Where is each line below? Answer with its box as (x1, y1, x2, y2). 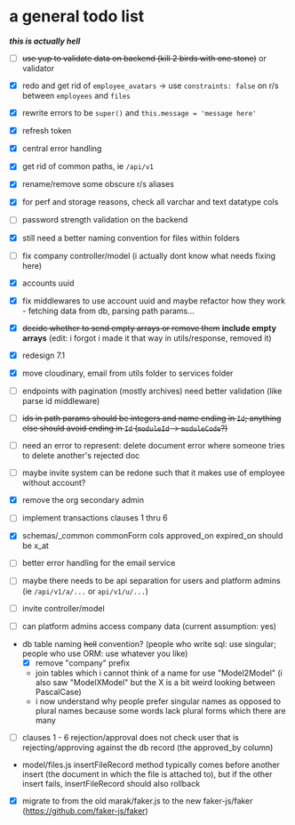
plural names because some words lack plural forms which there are (35, 705, 286, 716)
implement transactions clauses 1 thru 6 (21, 513, 169, 523)
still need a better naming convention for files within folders (21, 232, 240, 243)
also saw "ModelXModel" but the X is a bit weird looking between (35, 676, 275, 687)
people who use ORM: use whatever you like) (21, 648, 188, 659)
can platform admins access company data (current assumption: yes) (21, 620, 277, 631)
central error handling (21, 143, 102, 154)
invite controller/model (21, 603, 105, 613)
